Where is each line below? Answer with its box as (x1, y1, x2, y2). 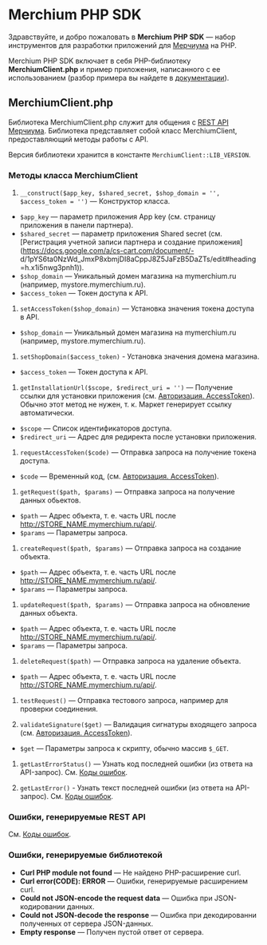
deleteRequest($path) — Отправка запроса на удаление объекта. (19, 657, 241, 666)
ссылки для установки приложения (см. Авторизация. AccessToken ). (19, 391, 255, 401)
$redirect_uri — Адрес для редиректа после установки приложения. (19, 432, 257, 442)
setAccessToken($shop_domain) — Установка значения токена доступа (19, 304, 255, 313)
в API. (19, 312, 40, 322)
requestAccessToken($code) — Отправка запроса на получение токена (19, 447, 257, 457)
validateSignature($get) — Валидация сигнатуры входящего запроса (19, 720, 257, 729)
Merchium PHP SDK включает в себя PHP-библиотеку (8, 56, 191, 66)
